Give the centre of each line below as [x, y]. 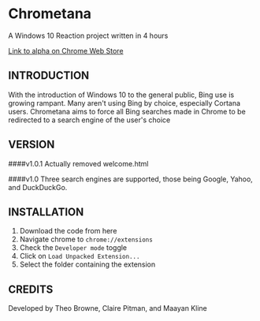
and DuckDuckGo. [38, 187]
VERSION [32, 145]
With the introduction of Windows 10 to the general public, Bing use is [121, 95]
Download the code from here [68, 231]
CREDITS [31, 289]
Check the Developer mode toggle [73, 248]
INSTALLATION [46, 212]
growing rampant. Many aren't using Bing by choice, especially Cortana [124, 103]
